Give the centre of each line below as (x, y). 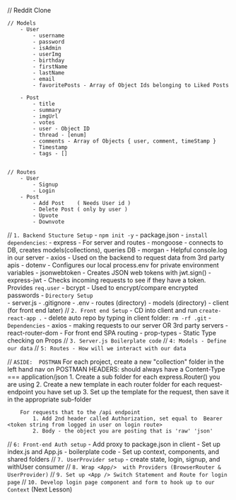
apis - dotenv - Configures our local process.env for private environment (113, 265)
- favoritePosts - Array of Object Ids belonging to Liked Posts (131, 85)
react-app (22, 318)
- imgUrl (46, 116)
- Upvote (46, 216)
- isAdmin (47, 48)
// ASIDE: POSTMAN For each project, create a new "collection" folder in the (116, 362)
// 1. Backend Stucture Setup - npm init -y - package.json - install (108, 235)
